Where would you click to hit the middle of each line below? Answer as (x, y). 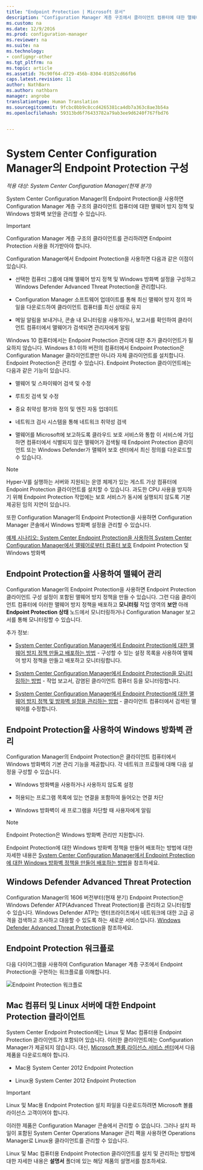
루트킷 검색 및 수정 (37, 396)
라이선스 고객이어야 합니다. (38, 1113)
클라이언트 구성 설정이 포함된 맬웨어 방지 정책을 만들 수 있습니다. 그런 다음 (93, 597)
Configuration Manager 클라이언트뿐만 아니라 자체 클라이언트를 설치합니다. (96, 355)
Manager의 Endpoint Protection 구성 (98, 168)
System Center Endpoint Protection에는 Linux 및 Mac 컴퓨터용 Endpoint (94, 1032)
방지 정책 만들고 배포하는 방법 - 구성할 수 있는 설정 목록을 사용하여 (104, 653)
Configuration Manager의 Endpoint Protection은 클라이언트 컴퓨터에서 (91, 756)
